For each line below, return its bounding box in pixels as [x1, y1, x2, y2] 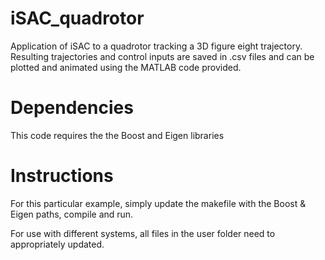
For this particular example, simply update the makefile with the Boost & [10, 197, 307, 209]
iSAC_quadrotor [10, 7, 145, 30]
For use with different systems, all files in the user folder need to [10, 227, 276, 239]
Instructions [10, 165, 114, 187]
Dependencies [10, 97, 134, 119]
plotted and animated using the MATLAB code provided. [10, 61, 242, 73]
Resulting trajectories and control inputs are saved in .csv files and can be [10, 50, 315, 62]
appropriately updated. [10, 238, 105, 250]
